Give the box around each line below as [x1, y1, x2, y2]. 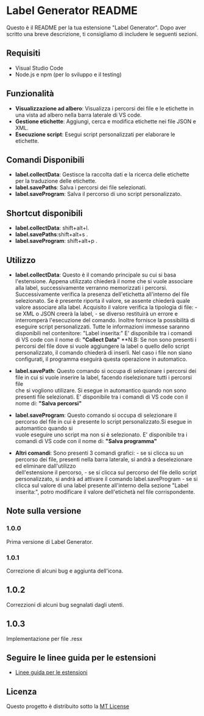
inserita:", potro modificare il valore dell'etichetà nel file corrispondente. [15, 488, 195, 495]
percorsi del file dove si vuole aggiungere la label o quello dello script [15, 342, 190, 350]
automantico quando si [15, 425, 73, 432]
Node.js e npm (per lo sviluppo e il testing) [15, 71, 122, 78]
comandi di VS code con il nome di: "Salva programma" [15, 438, 157, 444]
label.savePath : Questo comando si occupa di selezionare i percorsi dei [15, 367, 197, 374]
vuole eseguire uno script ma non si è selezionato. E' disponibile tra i [15, 431, 188, 438]
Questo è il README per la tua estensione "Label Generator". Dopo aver [6, 24, 187, 31]
